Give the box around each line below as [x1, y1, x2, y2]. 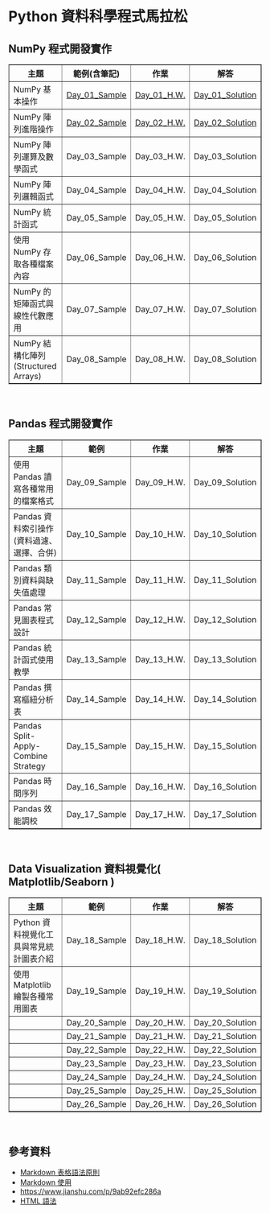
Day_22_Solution [194, 1044, 257, 1055]
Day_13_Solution [194, 654, 257, 665]
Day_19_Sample [66, 985, 127, 996]
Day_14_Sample [66, 693, 127, 704]
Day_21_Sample [66, 1030, 127, 1042]
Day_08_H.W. [135, 353, 186, 365]
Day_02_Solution [194, 118, 257, 128]
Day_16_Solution [194, 781, 257, 792]
